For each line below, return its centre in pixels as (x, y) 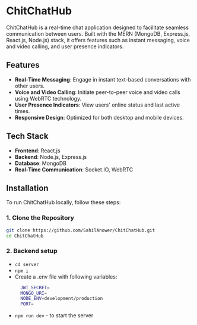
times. (22, 111)
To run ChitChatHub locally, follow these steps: (63, 202)
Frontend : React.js (37, 151)
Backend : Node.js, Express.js (51, 157)
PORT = (27, 304)
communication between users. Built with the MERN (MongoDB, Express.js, (98, 33)
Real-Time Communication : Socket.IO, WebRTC (74, 169)
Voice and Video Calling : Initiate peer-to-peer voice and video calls (98, 92)
